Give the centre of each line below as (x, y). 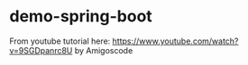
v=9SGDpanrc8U (41, 50)
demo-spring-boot (81, 16)
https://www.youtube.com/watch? (175, 41)
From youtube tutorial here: (60, 41)
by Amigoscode (104, 50)
